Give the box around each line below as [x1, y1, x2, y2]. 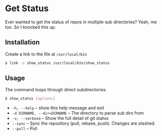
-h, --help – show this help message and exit [12, 105, 105, 111]
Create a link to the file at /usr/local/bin [5, 51, 87, 57]
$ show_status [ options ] [5, 96, 55, 101]
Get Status [5, 3, 49, 14]
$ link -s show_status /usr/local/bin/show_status [5, 60, 110, 66]
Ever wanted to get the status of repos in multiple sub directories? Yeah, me [5, 19, 157, 25]
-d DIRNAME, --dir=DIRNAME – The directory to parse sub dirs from [12, 110, 144, 116]
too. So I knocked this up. [5, 24, 56, 30]
